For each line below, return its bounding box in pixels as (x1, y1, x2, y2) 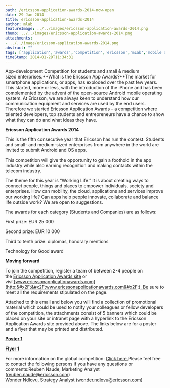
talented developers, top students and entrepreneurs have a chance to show (5, 111, 165, 118)
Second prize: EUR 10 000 (5, 228, 60, 235)
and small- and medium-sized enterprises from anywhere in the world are (5, 142, 159, 148)
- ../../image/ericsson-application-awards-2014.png (5, 41, 119, 46)
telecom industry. (5, 168, 42, 174)
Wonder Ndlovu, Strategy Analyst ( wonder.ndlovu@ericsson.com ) (5, 377, 143, 383)
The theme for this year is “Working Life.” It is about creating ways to (5, 178, 149, 184)
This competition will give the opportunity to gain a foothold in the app (5, 157, 152, 163)
